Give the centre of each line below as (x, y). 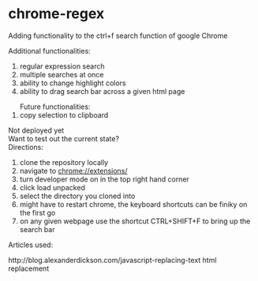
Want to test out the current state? (64, 138)
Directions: (26, 147)
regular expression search (62, 66)
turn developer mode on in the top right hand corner (104, 179)
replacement (29, 268)
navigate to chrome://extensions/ (73, 170)
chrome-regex (56, 14)
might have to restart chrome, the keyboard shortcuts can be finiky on (133, 204)
